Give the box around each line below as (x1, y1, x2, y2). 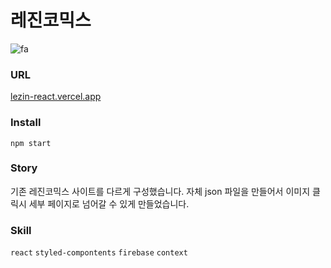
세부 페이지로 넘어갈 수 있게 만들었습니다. (28, 197, 190, 210)
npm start (10, 138, 52, 148)
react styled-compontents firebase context (10, 248, 188, 258)
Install (10, 116, 42, 130)
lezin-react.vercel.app (10, 91, 102, 103)
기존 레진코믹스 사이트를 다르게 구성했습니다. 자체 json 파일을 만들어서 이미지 (10, 185, 311, 197)
